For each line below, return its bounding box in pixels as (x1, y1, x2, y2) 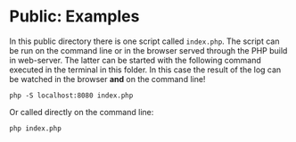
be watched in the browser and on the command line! (9, 73, 206, 84)
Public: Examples (9, 6, 140, 27)
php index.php (9, 123, 62, 133)
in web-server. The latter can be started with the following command (9, 54, 261, 65)
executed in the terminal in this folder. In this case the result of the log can (9, 64, 282, 75)
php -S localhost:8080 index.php (9, 91, 134, 100)
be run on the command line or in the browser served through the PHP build (9, 45, 288, 55)
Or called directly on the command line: (9, 106, 154, 117)
